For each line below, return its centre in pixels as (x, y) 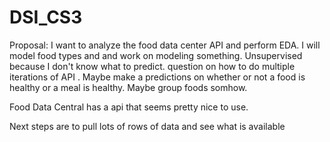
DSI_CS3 (46, 17)
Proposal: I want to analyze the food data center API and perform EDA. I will (165, 45)
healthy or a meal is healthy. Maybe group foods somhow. (128, 87)
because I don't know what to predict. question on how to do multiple (152, 66)
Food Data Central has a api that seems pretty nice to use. (129, 107)
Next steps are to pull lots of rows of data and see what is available (147, 126)
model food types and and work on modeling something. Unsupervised (156, 55)
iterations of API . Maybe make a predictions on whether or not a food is (157, 77)
